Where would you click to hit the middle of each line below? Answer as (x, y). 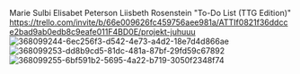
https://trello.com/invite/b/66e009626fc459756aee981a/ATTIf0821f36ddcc (149, 22)
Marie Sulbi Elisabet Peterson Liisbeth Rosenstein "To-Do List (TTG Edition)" (150, 13)
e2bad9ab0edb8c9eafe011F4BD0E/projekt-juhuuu (102, 32)
